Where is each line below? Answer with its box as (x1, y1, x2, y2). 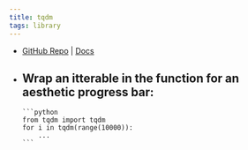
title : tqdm (9, 12, 53, 22)
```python (21, 108, 59, 117)
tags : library (9, 21, 62, 30)
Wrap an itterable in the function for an (21, 71, 240, 86)
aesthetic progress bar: (21, 85, 154, 100)
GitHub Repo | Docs (21, 45, 94, 56)
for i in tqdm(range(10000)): (21, 124, 134, 132)
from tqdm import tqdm (21, 116, 106, 124)
